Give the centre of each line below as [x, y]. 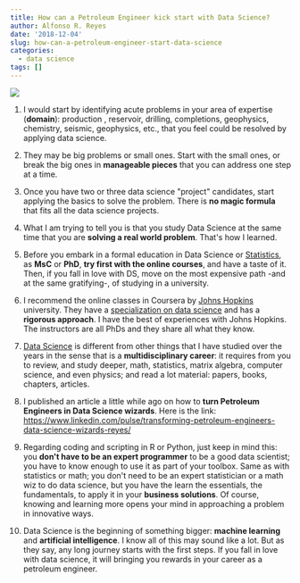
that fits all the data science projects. [91, 210]
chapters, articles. [56, 384]
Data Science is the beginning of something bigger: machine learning [151, 530]
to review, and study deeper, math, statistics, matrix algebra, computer [153, 365]
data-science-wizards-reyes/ [77, 429]
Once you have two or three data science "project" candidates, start [149, 191]
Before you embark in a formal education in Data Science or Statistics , [152, 254]
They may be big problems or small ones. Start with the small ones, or [151, 155]
